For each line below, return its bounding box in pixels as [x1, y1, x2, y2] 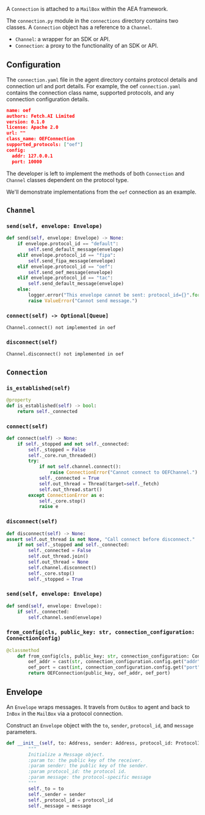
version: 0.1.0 [6, 119, 45, 125]
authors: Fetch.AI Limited [6, 113, 75, 119]
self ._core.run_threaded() [28, 452, 97, 458]
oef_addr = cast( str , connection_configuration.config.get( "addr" [28, 659, 201, 665]
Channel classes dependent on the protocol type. [6, 176, 129, 183]
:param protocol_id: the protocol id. [28, 768, 127, 775]
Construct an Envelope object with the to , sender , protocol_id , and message [6, 721, 194, 729]
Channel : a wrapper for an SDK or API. [15, 36, 110, 42]
